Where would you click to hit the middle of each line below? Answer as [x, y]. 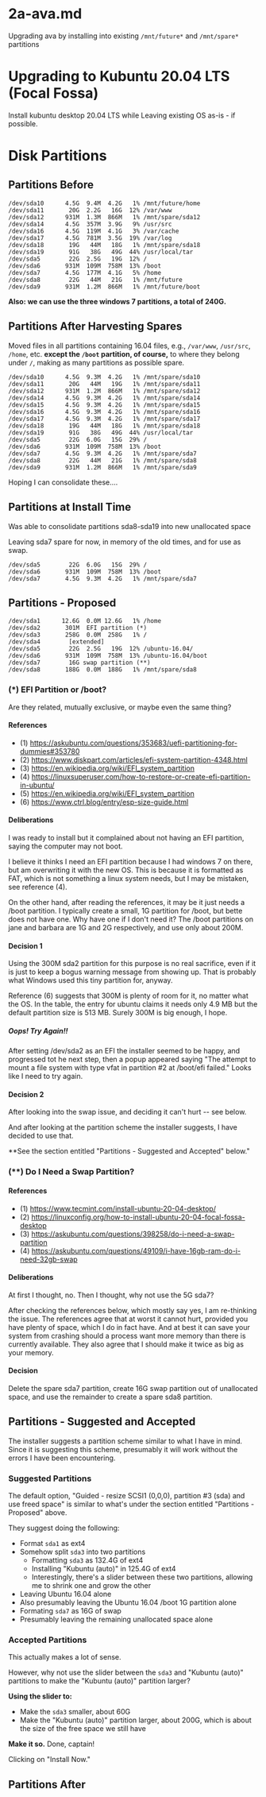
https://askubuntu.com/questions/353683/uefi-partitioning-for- [134, 743]
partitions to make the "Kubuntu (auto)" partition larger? [99, 1681]
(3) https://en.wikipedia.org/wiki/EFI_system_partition [107, 768]
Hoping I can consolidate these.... [63, 482]
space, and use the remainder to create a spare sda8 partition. [110, 1397]
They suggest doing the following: [64, 1528]
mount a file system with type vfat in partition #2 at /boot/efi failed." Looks [130, 1068]
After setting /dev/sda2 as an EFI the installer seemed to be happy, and [124, 1051]
